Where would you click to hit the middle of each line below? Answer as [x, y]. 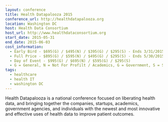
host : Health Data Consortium [37, 28]
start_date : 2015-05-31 [30, 38]
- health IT [22, 79]
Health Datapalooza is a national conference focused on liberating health [80, 98]
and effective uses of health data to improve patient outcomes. [70, 114]
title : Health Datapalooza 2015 [39, 14]
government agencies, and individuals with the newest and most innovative [82, 109]
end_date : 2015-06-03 [28, 42]
